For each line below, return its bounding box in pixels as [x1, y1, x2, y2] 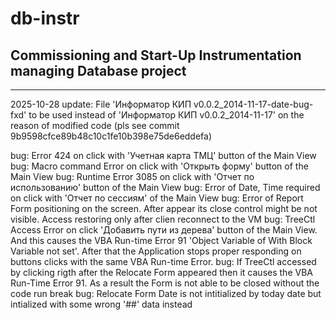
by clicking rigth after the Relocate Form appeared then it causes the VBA [10, 267, 313, 278]
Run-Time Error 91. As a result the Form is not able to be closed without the [10, 277, 320, 289]
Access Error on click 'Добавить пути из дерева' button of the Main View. [10, 224, 318, 236]
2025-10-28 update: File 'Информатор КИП [10, 98, 192, 110]
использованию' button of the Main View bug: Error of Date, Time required [10, 182, 321, 193]
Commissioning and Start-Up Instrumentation [10, 47, 302, 64]
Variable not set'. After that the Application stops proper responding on [10, 245, 302, 257]
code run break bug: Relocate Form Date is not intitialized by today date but [10, 288, 322, 299]
